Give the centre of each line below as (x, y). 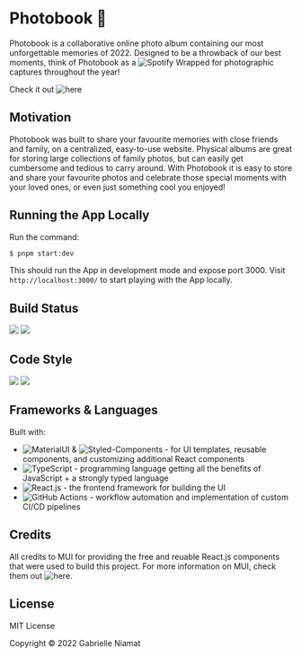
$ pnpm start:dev (42, 253)
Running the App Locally (80, 215)
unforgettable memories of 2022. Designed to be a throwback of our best (145, 52)
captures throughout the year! (65, 72)
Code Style (41, 359)
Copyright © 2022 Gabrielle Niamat (75, 643)
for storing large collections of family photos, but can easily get (127, 158)
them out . (41, 575)
